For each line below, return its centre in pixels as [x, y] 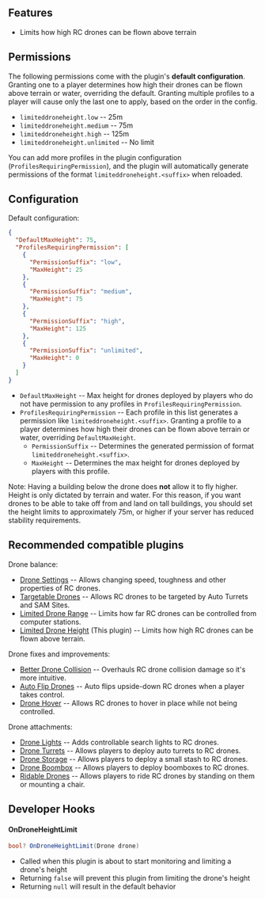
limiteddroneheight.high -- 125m [74, 133]
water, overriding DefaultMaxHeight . [78, 437]
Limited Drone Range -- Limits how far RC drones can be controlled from [138, 613]
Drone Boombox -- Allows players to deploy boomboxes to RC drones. [134, 767]
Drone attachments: [40, 727]
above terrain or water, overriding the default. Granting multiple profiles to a [131, 93]
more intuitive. [43, 678]
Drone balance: [33, 564]
